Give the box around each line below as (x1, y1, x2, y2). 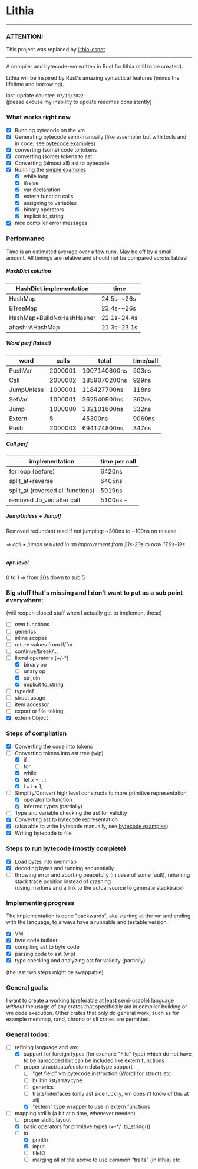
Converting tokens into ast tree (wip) (14, 749, 104, 756)
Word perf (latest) (6, 339, 51, 347)
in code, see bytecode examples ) (14, 140, 96, 147)
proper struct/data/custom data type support (23, 1063, 133, 1070)
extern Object (14, 714, 48, 721)
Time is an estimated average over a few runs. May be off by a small (6, 248, 172, 255)
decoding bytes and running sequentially (14, 864, 114, 871)
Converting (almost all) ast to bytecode (14, 159, 110, 166)
